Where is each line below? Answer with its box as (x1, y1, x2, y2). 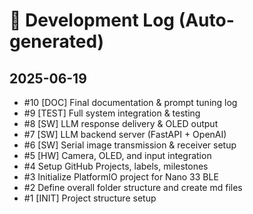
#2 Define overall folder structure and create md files (23, 182, 243, 193)
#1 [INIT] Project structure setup (23, 192, 157, 204)
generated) (9, 30, 105, 53)
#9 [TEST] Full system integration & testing (23, 107, 201, 119)
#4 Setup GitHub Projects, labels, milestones (23, 160, 209, 172)
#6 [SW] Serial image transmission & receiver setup (23, 139, 237, 151)
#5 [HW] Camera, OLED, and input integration (23, 150, 212, 161)
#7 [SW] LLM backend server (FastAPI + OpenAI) (23, 129, 227, 140)
